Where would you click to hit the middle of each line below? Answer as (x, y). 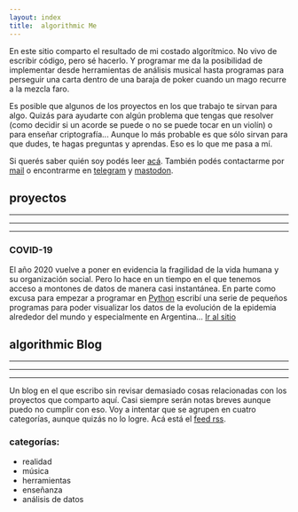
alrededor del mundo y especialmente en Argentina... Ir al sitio (123, 317)
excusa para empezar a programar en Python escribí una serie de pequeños (149, 297)
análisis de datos (53, 499)
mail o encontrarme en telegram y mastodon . (91, 170)
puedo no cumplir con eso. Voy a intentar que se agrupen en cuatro (133, 410)
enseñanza (42, 490)
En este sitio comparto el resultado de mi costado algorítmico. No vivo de (143, 51)
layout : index (35, 17)
